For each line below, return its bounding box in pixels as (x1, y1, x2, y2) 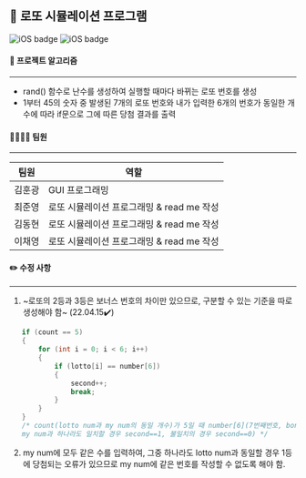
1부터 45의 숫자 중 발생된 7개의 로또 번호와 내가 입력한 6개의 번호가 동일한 (22, 97, 286, 108)
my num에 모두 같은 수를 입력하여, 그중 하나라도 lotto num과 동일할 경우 (22, 447, 280, 458)
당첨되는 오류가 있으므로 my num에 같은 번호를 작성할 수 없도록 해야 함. (32, 458, 286, 469)
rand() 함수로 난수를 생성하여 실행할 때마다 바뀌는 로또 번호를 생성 (22, 86, 258, 97)
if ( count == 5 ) (21, 328, 84, 337)
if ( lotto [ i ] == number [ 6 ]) (54, 361, 161, 371)
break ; (70, 387, 96, 396)
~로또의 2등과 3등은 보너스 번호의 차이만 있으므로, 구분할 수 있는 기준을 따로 (22, 295, 293, 307)
